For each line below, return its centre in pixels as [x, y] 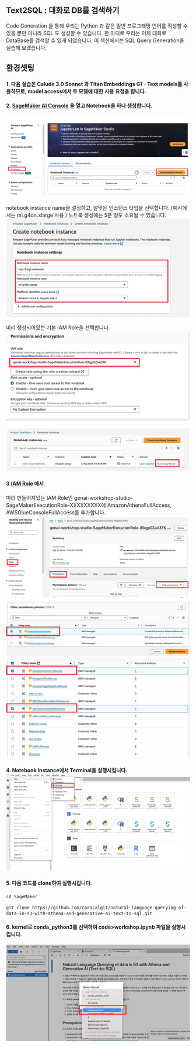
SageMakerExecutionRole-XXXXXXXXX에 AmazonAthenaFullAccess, [89, 505]
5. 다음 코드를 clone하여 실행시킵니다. [49, 883]
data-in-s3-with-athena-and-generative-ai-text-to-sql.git [79, 913]
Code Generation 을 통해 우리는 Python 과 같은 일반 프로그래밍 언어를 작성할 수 [97, 26]
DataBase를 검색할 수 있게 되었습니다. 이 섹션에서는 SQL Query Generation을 [95, 40]
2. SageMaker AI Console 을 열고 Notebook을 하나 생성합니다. [79, 106]
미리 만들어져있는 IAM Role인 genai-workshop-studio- [70, 497]
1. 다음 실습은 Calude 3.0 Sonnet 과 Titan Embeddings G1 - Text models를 [94, 84]
